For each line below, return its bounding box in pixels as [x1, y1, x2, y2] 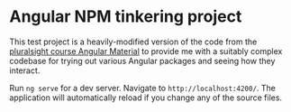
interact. [9, 65, 41, 76]
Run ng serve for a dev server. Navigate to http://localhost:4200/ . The [9, 82, 277, 93]
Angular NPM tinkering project [9, 6, 242, 27]
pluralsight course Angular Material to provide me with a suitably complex [9, 45, 283, 56]
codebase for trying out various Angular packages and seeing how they [9, 55, 276, 66]
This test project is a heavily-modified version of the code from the [9, 36, 258, 47]
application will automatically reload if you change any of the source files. [9, 92, 282, 103]
